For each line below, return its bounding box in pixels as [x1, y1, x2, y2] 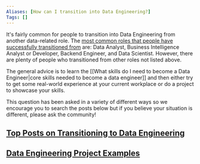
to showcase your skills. [6, 86, 66, 94]
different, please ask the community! [6, 111, 97, 118]
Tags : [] [6, 14, 28, 20]
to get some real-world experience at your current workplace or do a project [6, 80, 194, 87]
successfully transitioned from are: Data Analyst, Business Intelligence [6, 43, 180, 51]
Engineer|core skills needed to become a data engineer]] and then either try [6, 74, 193, 81]
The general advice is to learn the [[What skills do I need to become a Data [6, 67, 190, 75]
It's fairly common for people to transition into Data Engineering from [6, 30, 176, 38]
